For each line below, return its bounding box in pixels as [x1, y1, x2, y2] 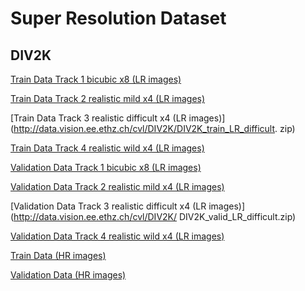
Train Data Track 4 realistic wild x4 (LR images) [10, 142, 205, 154]
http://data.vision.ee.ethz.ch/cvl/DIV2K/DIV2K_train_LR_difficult [13, 123, 276, 134]
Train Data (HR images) [10, 250, 107, 261]
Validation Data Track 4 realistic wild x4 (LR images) [10, 230, 225, 242]
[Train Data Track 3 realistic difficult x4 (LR [10, 112, 187, 124]
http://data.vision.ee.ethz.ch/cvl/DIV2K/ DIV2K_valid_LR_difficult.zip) [13, 211, 297, 222]
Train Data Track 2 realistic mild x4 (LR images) [10, 93, 206, 104]
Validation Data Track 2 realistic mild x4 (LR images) [10, 181, 225, 192]
